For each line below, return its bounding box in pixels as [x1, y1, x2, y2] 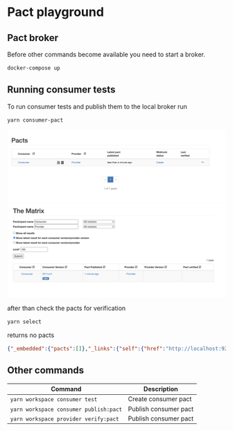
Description [143, 385, 178, 393]
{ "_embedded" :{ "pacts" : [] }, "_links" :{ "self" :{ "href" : [7, 345, 166, 352]
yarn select [7, 318, 42, 325]
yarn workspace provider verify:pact [10, 415, 119, 423]
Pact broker [7, 32, 59, 44]
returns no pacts [7, 331, 55, 339]
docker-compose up [7, 65, 60, 72]
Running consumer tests [7, 84, 116, 96]
